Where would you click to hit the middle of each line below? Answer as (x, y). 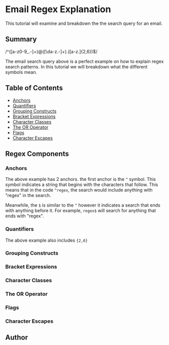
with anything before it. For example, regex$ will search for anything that (81, 211)
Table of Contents (34, 88)
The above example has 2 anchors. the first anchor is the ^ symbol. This (81, 179)
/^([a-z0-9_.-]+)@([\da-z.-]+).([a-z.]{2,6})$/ (52, 51)
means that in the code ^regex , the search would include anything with (79, 190)
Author (16, 338)
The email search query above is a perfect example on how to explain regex (84, 61)
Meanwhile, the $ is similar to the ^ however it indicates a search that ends (83, 205)
